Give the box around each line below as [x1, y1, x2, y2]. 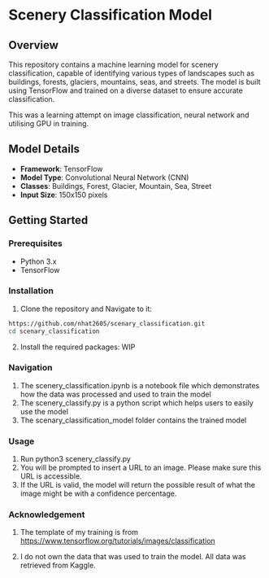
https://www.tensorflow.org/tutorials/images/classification [20, 536, 215, 546]
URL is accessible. [20, 471, 83, 481]
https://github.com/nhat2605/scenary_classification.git [8, 319, 206, 327]
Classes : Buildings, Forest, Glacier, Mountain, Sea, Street [20, 181, 212, 190]
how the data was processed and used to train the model [20, 389, 211, 399]
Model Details [8, 142, 80, 156]
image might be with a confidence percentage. [20, 488, 177, 498]
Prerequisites [8, 238, 63, 249]
